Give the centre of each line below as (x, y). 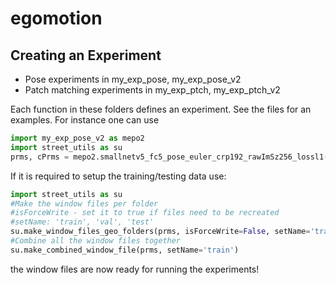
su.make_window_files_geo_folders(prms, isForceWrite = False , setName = (160, 232)
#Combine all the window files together (96, 241)
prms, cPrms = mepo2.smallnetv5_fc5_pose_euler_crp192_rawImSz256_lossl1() (171, 157)
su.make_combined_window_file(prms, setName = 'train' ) (125, 250)
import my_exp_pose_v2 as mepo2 (77, 138)
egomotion (56, 18)
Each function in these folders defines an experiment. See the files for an (161, 109)
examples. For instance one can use (85, 120)
